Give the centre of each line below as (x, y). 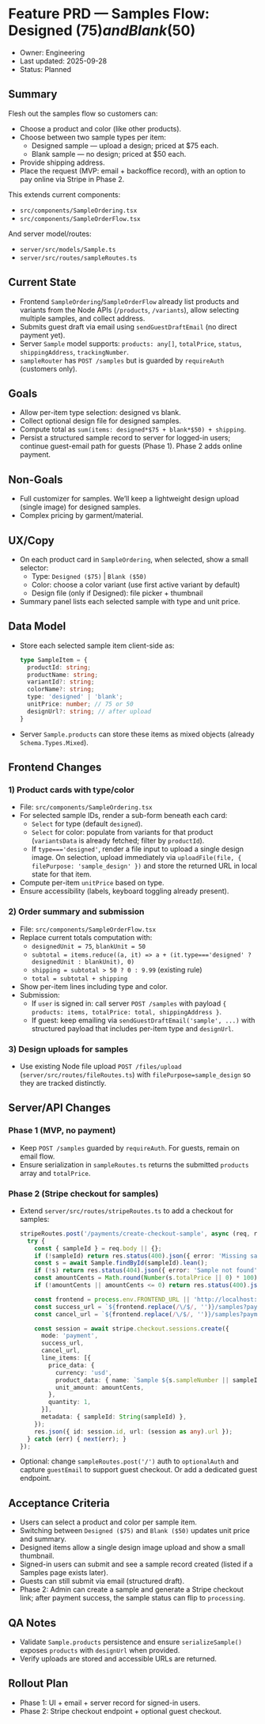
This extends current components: (64, 194)
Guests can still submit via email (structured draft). (102, 1581)
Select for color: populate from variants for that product (122, 832)
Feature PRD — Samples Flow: (109, 14)
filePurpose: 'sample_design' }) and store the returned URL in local (144, 866)
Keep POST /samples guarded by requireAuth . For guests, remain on (129, 1147)
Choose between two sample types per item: (93, 137)
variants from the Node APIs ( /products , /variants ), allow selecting (129, 310)
